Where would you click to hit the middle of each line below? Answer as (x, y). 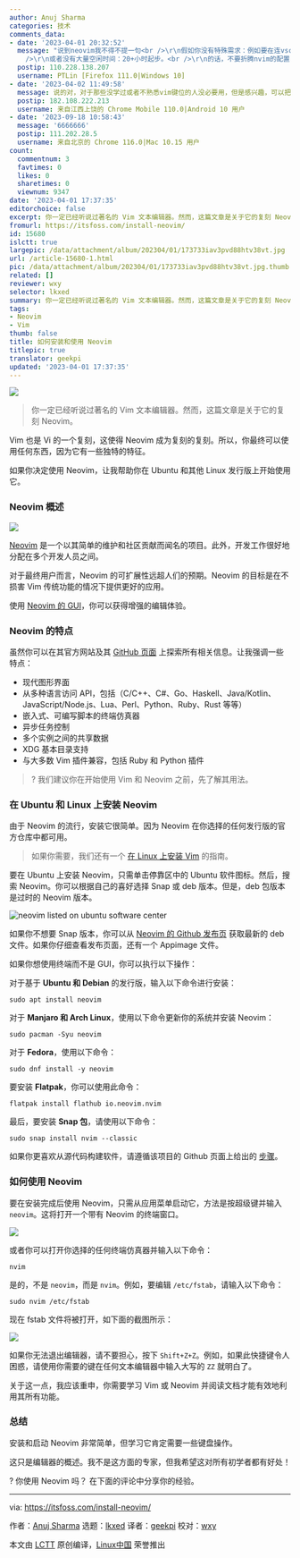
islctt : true (33, 242)
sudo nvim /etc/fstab (50, 1301)
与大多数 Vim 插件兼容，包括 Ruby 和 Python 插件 (113, 760)
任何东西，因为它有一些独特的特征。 (83, 452)
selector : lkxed (39, 292)
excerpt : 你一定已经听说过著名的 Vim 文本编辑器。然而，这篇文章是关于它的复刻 (140, 217)
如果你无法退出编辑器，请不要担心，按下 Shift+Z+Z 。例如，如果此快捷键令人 (150, 1355)
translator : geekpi (46, 359)
